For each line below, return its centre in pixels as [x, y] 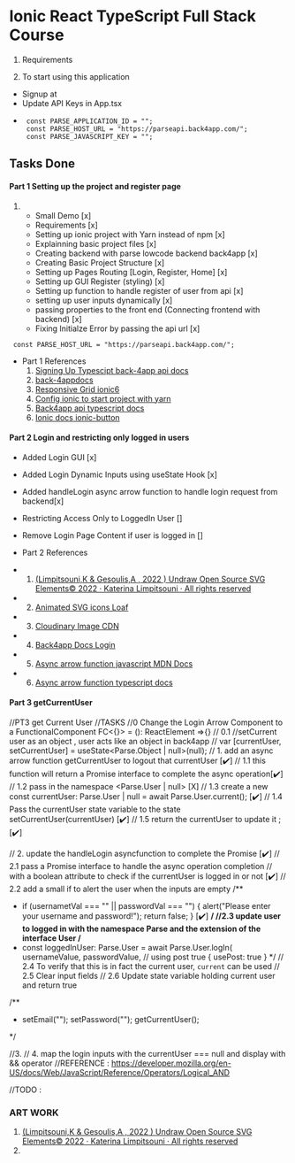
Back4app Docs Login [76, 644]
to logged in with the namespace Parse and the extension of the [141, 928]
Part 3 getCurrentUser [51, 703]
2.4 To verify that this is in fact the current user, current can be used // [151, 966]
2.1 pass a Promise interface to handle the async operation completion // [141, 866]
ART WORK [34, 1113]
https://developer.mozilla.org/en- [171, 1063]
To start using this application [76, 76]
